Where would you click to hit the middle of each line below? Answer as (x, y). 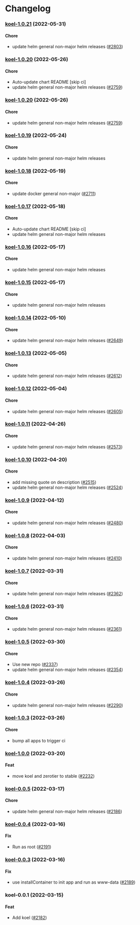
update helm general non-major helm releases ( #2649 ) (68, 341)
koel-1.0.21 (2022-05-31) (35, 24)
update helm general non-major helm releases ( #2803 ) (68, 47)
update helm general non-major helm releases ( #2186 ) (67, 811)
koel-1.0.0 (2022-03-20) (35, 753)
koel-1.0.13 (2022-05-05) (36, 353)
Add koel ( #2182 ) (30, 918)
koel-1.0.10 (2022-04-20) (36, 459)
